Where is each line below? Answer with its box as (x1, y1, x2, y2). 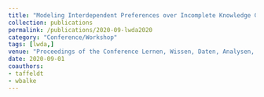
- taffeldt (8, 70, 44, 77)
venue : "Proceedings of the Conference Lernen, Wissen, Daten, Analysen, (8, 48, 255, 56)
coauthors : (8, 63, 44, 70)
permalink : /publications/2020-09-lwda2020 (8, 26, 153, 34)
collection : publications (8, 19, 93, 27)
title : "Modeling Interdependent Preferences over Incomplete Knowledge (8, 11, 251, 20)
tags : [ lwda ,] (8, 41, 55, 48)
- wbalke (8, 77, 37, 84)
